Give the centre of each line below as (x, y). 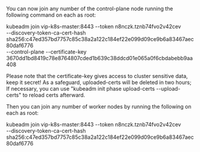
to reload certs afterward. (54, 95)
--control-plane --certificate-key (46, 52)
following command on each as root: (51, 15)
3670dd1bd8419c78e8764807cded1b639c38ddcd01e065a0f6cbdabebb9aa (99, 58)
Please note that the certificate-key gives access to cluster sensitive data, (97, 76)
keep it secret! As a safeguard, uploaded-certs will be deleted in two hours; (99, 82)
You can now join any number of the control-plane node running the (90, 9)
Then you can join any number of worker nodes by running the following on (99, 106)
